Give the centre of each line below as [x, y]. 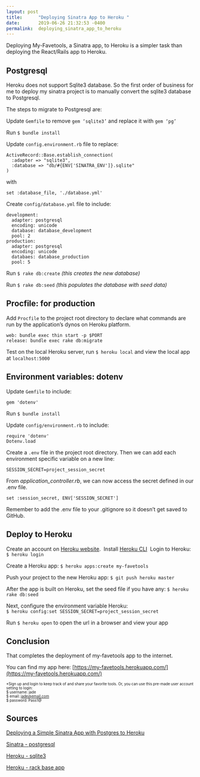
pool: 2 [21, 236]
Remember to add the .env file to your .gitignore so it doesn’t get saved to [97, 509]
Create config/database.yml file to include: [59, 204]
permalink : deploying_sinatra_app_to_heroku [64, 28]
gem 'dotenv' [22, 402]
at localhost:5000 [28, 358]
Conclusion [28, 641]
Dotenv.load [21, 441]
